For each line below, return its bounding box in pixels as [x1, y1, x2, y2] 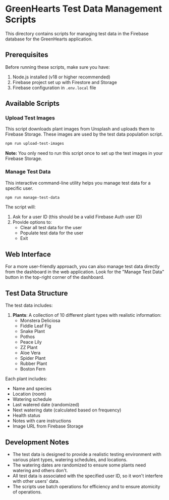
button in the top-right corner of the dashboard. [5, 274, 104, 280]
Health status [12, 412, 40, 419]
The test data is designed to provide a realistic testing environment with [12, 451, 161, 457]
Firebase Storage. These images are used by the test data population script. [5, 131, 163, 137]
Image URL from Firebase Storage [12, 423, 84, 429]
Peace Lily [20, 339, 42, 345]
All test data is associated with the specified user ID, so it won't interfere [12, 473, 163, 479]
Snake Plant [20, 328, 45, 335]
